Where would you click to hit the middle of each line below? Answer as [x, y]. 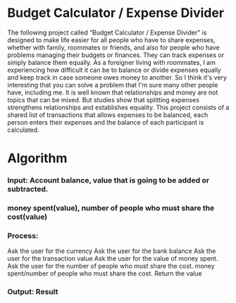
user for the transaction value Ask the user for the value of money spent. [113, 259]
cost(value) [27, 216]
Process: [23, 235]
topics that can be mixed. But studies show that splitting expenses [103, 99]
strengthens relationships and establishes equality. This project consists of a [118, 107]
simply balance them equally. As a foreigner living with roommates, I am [112, 62]
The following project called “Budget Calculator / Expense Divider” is [107, 32]
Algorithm [37, 158]
